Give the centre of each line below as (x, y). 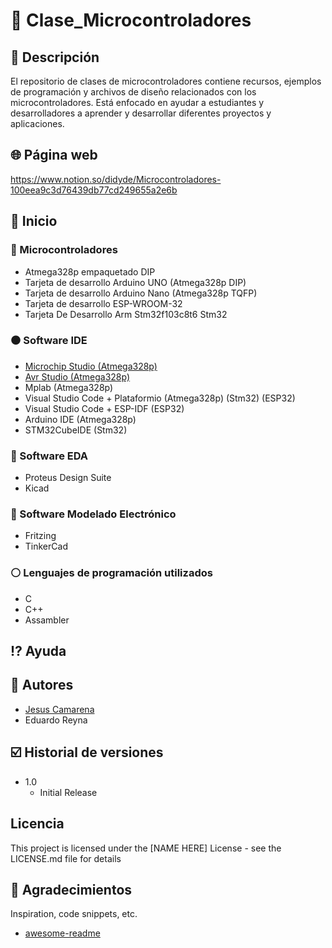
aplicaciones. (37, 123)
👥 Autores (42, 685)
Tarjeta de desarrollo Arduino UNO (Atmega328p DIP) (135, 282)
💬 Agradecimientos (71, 889)
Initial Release (68, 792)
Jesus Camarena (59, 709)
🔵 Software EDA (49, 456)
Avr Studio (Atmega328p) (77, 376)
